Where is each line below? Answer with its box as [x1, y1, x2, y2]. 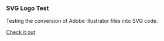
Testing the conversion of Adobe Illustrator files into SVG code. [6, 18, 158, 25]
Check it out [6, 29, 36, 36]
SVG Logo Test [6, 4, 49, 12]
